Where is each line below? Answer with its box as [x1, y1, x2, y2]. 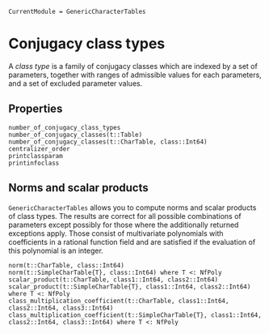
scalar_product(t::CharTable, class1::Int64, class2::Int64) [8, 276, 219, 284]
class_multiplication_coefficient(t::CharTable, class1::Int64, [8, 297, 229, 305]
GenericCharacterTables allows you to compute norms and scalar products [8, 203, 257, 212]
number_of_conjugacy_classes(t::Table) [8, 131, 143, 139]
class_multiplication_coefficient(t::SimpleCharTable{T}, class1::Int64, [8, 310, 263, 319]
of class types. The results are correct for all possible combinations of [8, 211, 242, 221]
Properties [8, 102, 63, 116]
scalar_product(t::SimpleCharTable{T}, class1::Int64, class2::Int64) [8, 282, 251, 291]
